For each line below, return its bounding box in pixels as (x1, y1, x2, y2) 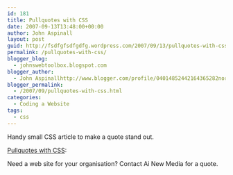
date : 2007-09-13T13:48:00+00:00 (7, 23, 104, 30)
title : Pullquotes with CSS (7, 17, 89, 24)
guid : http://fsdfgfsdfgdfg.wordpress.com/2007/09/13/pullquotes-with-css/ (7, 42, 231, 49)
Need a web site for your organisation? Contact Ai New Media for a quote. (7, 159, 218, 167)
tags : (7, 107, 23, 114)
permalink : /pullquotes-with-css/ (7, 49, 107, 56)
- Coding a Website (13, 101, 70, 108)
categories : (7, 94, 42, 101)
